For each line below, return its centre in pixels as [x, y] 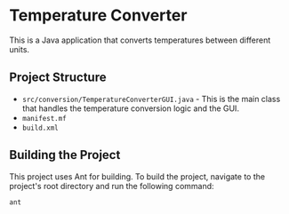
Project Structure [58, 78]
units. [19, 49]
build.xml [40, 128]
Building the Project [65, 155]
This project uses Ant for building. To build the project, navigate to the [137, 176]
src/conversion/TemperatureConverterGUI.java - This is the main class [151, 99]
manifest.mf [44, 118]
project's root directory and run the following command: [112, 186]
